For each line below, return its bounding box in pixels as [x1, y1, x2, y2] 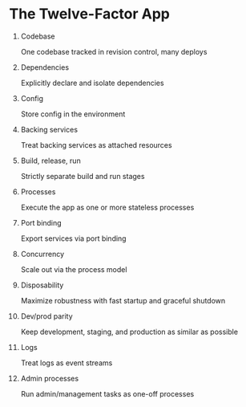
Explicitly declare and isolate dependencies [20, 78, 164, 88]
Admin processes [20, 373, 79, 383]
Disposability [20, 280, 64, 290]
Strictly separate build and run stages [20, 171, 145, 181]
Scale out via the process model [20, 264, 127, 274]
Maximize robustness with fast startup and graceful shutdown [20, 295, 226, 305]
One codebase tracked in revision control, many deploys [20, 47, 208, 56]
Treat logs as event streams [20, 358, 113, 368]
